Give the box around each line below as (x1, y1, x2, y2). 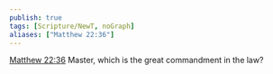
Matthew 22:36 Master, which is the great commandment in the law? (9, 55, 264, 66)
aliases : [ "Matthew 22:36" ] (9, 30, 115, 39)
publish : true (9, 13, 63, 23)
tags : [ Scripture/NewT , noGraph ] (9, 22, 135, 31)
